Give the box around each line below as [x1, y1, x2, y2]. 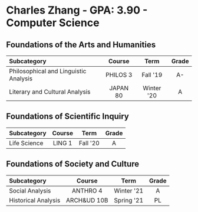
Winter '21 [114, 187, 144, 195]
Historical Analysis [9, 196, 61, 204]
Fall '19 [141, 71, 163, 79]
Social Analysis [9, 187, 51, 195]
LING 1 [52, 139, 72, 147]
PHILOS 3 [105, 71, 133, 79]
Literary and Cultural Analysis [9, 88, 91, 96]
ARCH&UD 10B [65, 196, 108, 204]
